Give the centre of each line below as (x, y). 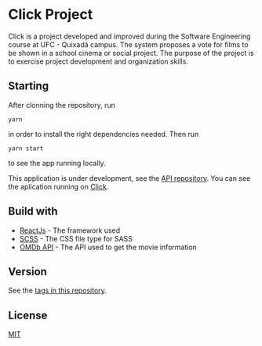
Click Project (51, 15)
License (28, 315)
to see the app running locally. (57, 163)
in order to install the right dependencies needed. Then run (104, 134)
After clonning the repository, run (62, 105)
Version (27, 272)
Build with (33, 211)
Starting (29, 86)
